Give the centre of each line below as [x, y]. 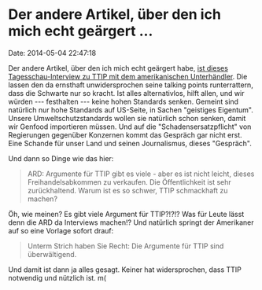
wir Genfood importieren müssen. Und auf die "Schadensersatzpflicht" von [130, 127]
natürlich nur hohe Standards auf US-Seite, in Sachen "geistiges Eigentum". [131, 110]
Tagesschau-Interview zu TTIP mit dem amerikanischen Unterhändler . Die [128, 76]
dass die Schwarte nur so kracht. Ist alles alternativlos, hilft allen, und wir [126, 93]
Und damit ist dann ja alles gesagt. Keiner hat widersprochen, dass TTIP [125, 270]
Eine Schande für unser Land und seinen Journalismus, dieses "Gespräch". [130, 143]
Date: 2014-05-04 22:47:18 [52, 53]
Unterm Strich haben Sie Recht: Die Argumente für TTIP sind [125, 246]
